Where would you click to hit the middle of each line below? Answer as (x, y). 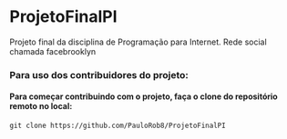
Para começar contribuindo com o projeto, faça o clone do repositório (143, 96)
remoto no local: (41, 106)
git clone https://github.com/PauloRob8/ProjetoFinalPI (118, 126)
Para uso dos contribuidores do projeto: (99, 74)
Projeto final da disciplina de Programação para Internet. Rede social (138, 42)
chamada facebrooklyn (53, 51)
